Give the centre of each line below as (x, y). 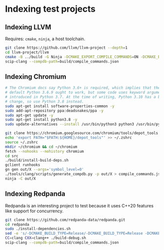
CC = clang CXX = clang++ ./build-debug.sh (46, 238)
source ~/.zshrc (21, 142)
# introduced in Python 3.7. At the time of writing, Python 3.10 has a (81, 97)
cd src (12, 156)
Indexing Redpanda (35, 194)
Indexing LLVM (28, 27)
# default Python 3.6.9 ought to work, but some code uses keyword (75, 92)
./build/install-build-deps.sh (37, 160)
